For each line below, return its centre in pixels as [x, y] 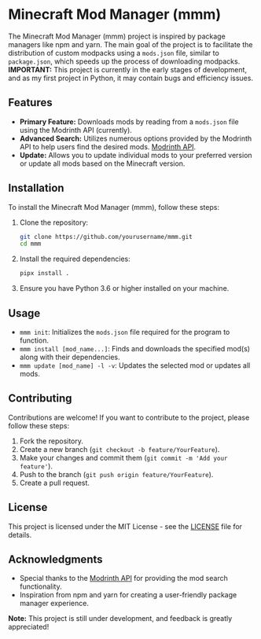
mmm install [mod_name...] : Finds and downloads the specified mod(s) [134, 349]
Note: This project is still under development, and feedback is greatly [120, 619]
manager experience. [54, 604]
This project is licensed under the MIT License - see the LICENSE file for [125, 526]
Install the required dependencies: [75, 259]
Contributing [40, 398]
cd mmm [30, 244]
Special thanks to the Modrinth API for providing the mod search [123, 578]
